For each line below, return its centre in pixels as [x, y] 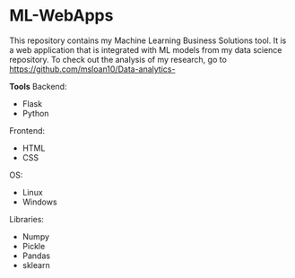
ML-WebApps [61, 16]
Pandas [36, 256]
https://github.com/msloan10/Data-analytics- [92, 69]
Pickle [34, 246]
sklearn [36, 265]
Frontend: [27, 130]
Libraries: [27, 219]
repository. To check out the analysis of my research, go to [118, 59]
